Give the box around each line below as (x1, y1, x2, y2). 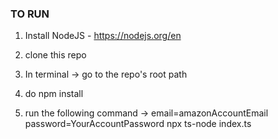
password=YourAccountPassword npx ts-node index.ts (24, 118, 252, 130)
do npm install (24, 88, 84, 100)
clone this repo (24, 49, 87, 61)
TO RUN (10, 7, 50, 21)
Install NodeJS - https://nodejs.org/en (24, 30, 182, 42)
